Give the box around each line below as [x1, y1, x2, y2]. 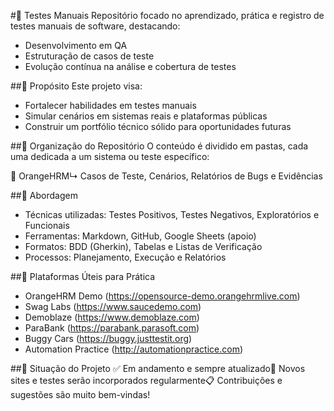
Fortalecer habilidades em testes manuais [24, 100, 197, 111]
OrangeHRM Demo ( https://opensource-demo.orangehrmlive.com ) [24, 290, 301, 302]
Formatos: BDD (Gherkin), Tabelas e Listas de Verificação [24, 241, 263, 252]
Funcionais [24, 220, 70, 231]
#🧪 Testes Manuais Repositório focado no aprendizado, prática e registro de [10, 10, 325, 21]
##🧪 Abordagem [10, 190, 78, 201]
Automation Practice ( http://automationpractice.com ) [24, 343, 244, 355]
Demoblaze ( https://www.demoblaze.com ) [24, 311, 200, 323]
